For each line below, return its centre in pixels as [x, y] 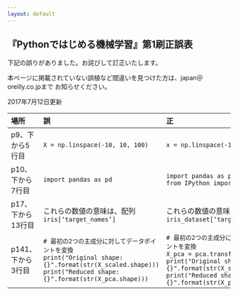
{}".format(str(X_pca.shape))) [96, 279]
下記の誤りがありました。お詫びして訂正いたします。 [85, 63]
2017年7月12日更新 [35, 102]
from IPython [188, 183]
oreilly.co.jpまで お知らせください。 [59, 87]
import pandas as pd [78, 180]
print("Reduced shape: [81, 272]
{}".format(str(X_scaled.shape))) [101, 265]
